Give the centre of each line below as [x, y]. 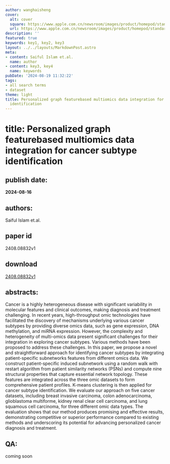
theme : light [19, 95]
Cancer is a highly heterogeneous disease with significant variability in [79, 305]
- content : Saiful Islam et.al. [39, 57]
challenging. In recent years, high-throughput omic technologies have [78, 315]
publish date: [27, 180]
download [21, 264]
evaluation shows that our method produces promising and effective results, [85, 412]
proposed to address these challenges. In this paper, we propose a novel [81, 348]
